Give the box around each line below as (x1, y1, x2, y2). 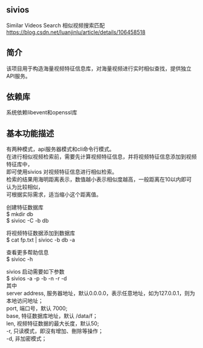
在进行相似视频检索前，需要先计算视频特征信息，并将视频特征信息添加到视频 (6, 153, 197, 160)
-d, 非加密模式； (6, 335, 47, 343)
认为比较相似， (6, 183, 43, 191)
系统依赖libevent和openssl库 (6, 109, 77, 116)
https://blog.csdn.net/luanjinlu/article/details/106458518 (6, 28, 146, 36)
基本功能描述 (6, 128, 54, 139)
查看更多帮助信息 (6, 249, 49, 256)
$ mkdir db (6, 211, 33, 218)
